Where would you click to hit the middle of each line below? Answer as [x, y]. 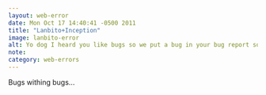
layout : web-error [38, 15]
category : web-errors [44, 60]
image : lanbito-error [44, 38]
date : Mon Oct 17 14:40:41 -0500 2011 [72, 23]
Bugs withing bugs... [42, 82]
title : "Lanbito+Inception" [55, 30]
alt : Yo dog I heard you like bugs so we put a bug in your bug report [129, 45]
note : [17, 52]
